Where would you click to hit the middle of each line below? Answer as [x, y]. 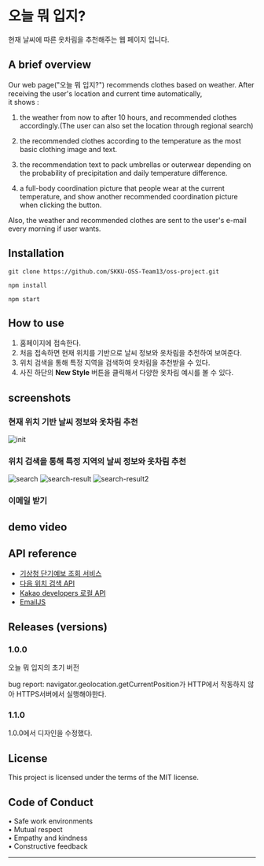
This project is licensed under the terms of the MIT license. [103, 778]
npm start [24, 299]
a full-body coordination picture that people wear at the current [122, 188]
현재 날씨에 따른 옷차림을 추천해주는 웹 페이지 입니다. [89, 39]
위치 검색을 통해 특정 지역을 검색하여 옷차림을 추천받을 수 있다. [115, 362]
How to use [36, 323]
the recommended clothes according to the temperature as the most [130, 141]
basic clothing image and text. [68, 149]
